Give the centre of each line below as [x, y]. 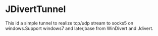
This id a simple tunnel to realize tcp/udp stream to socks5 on [69, 23]
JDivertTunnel [36, 9]
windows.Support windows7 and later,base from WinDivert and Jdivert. [80, 28]
